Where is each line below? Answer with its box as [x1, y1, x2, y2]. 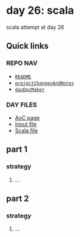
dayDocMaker [14, 87, 45, 93]
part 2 [6, 194, 29, 203]
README [14, 73, 32, 80]
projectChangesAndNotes [14, 80, 75, 86]
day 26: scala [6, 4, 75, 17]
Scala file [14, 127, 38, 134]
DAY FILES [6, 100, 37, 109]
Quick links [6, 41, 49, 51]
